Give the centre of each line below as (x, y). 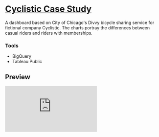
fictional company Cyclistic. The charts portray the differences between (78, 27)
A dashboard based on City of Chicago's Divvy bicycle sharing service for (80, 23)
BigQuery (22, 56)
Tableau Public (27, 62)
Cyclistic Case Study (48, 9)
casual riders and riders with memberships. (49, 33)
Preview (18, 77)
